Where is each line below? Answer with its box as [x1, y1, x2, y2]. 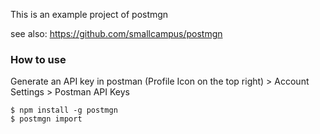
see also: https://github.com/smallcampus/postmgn [10, 28, 223, 39]
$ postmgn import [10, 114, 83, 124]
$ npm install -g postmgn [10, 105, 118, 116]
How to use [10, 52, 67, 66]
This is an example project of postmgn [10, 9, 169, 20]
